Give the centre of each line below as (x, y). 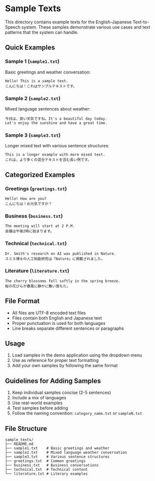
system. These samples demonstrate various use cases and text (86, 27)
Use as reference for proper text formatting (55, 360)
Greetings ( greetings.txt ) (36, 189)
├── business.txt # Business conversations (52, 465)
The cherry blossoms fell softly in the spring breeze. (63, 281)
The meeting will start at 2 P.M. (40, 226)
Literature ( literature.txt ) (37, 271)
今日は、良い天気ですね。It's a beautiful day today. (56, 119)
